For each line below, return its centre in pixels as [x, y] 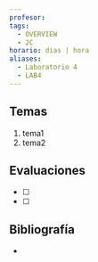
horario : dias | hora [49, 51]
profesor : [28, 17]
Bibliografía [42, 229]
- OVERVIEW [37, 34]
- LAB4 [29, 76]
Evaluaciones [48, 170]
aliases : [25, 59]
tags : [19, 26]
